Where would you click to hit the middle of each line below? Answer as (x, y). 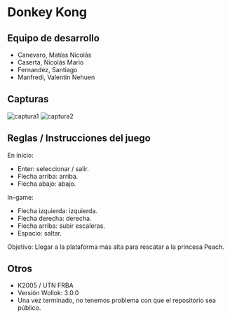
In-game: (20, 197)
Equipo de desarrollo (54, 38)
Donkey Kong (47, 12)
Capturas (28, 99)
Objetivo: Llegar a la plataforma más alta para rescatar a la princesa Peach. (116, 247)
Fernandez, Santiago (47, 70)
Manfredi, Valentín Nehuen (56, 77)
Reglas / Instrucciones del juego (79, 138)
